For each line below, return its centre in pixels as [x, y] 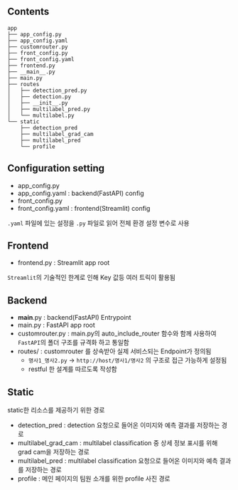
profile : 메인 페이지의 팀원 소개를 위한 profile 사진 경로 [94, 479]
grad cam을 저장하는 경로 [54, 452]
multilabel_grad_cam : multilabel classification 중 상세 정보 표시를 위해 [118, 443]
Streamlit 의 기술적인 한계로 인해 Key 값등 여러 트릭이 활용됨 [92, 278]
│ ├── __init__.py [38, 103]
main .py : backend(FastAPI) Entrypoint [74, 318]
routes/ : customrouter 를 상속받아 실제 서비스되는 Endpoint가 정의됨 [114, 351]
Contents [28, 12]
